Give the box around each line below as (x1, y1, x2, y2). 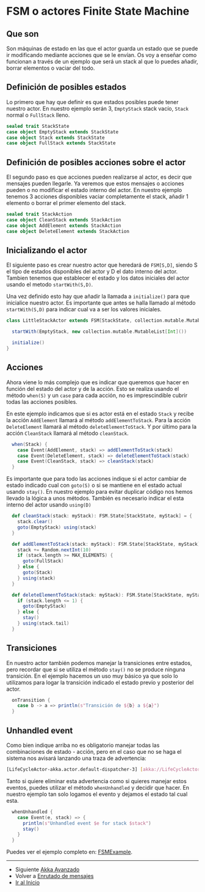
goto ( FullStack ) (22, 558, 64, 564)
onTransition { (12, 697, 51, 703)
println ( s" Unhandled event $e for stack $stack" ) (22, 820, 151, 827)
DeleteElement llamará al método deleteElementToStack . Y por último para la (6, 423, 197, 430)
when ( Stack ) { (12, 441, 48, 447)
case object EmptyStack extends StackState (6, 128, 119, 135)
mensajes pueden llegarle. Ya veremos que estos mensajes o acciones (6, 180, 184, 187)
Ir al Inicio (15, 879, 40, 886)
